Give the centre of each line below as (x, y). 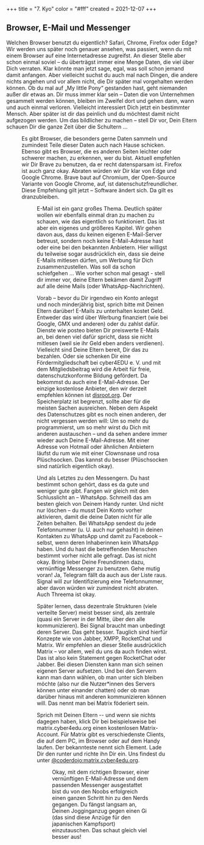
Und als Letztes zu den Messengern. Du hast (93, 478)
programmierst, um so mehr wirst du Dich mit (93, 427)
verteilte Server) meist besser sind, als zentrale (96, 612)
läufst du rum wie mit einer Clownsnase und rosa (98, 453)
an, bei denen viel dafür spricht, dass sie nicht (95, 337)
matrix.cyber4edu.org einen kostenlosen (88, 728)
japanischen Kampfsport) (84, 824)
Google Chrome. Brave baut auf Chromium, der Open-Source (98, 177)
